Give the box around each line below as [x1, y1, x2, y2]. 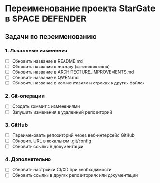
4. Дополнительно [5, 156, 51, 163]
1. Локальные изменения [5, 47, 68, 54]
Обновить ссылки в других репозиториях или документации [12, 172, 138, 178]
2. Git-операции [5, 93, 45, 100]
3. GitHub [5, 121, 28, 128]
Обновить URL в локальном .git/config [12, 138, 91, 144]
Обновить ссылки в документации [12, 144, 84, 150]
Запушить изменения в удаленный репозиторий [12, 109, 112, 115]
